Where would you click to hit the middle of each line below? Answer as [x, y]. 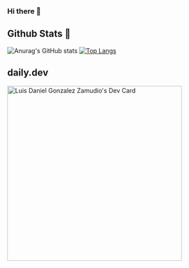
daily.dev [28, 73]
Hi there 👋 [24, 11]
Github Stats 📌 [39, 34]
